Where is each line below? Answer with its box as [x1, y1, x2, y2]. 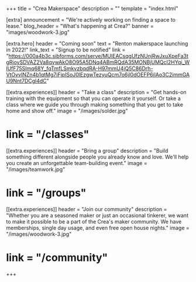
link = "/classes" [6, 128, 90, 141]
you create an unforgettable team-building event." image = [6, 159, 147, 166]
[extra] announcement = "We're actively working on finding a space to [6, 16, 176, 23]
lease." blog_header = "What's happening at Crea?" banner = [6, 23, 154, 29]
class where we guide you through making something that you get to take [6, 101, 183, 108]
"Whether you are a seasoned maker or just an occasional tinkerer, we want [6, 212, 189, 219]
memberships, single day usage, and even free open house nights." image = [6, 224, 190, 231]
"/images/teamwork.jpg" [6, 166, 66, 173]
